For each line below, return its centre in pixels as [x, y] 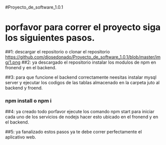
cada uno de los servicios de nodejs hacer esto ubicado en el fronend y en [82, 117]
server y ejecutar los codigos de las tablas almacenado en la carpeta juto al [83, 82]
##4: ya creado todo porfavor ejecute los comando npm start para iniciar [80, 112]
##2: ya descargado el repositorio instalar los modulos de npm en [89, 62]
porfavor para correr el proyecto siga [83, 27]
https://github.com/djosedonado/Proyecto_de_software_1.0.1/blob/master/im [83, 57]
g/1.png [13, 62]
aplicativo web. [21, 137]
